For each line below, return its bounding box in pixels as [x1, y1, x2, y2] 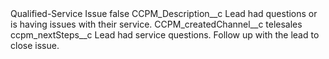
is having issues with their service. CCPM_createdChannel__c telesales [10, 18, 303, 30]
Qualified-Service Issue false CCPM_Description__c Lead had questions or [10, 8, 318, 19]
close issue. [10, 40, 60, 51]
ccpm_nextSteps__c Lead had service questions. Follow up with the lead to [10, 29, 320, 41]
